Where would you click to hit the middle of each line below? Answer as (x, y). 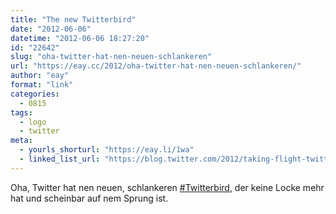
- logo (33, 122)
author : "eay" (40, 76)
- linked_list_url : (60, 159)
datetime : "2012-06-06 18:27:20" (80, 38)
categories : (35, 94)
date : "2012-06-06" (51, 29)
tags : (21, 112)
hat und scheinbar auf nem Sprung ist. (89, 198)
